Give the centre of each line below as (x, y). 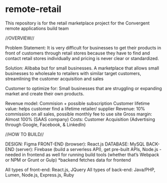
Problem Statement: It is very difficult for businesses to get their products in (83, 47)
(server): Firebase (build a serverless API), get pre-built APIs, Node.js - (88, 149)
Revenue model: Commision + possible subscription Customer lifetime (77, 103)
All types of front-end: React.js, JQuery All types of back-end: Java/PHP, (80, 169)
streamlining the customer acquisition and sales (54, 78)
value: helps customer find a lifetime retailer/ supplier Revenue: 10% (75, 108)
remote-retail (33, 9)
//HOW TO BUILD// (24, 134)
